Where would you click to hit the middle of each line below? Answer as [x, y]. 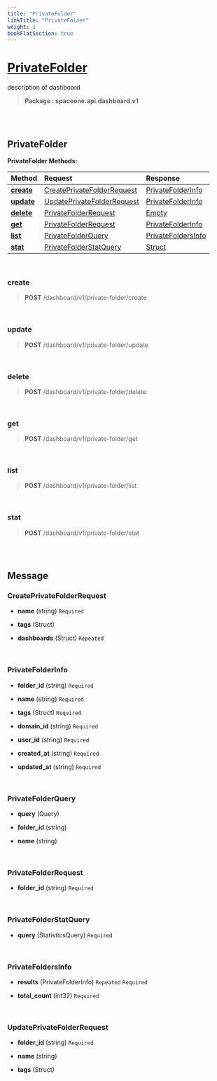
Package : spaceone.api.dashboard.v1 [81, 101]
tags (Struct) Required [49, 712]
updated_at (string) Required [59, 767]
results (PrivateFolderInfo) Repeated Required [83, 981]
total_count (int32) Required [58, 995]
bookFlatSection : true [40, 33]
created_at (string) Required [58, 753]
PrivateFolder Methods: [42, 161]
